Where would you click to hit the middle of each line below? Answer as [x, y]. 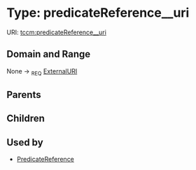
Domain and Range [49, 54]
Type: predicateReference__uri [98, 13]
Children [26, 119]
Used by [25, 142]
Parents [24, 95]
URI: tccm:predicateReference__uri [56, 32]
